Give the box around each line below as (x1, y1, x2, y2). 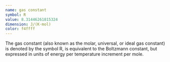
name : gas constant (5, 7, 47, 13)
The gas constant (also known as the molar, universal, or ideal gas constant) (5, 40, 165, 46)
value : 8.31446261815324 (5, 17, 58, 22)
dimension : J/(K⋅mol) (5, 21, 51, 27)
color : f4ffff (5, 26, 36, 32)
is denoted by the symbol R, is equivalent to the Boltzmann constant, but (5, 46, 157, 52)
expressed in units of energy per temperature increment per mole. (5, 51, 144, 57)
